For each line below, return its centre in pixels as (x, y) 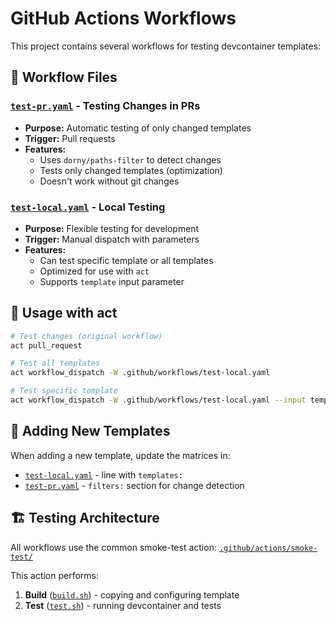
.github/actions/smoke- (268, 548)
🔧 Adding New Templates (90, 431)
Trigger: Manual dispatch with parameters (112, 239)
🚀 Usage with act (64, 313)
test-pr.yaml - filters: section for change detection (134, 485)
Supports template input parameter (112, 281)
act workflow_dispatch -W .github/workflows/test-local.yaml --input (158, 400)
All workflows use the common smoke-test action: (113, 547)
